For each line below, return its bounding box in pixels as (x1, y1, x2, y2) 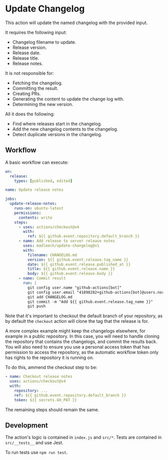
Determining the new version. (12, 101, 73, 107)
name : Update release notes (5, 187, 64, 192)
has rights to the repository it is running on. (5, 355, 94, 361)
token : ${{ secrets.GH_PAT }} (14, 397, 77, 402)
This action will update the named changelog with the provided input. (5, 20, 148, 26)
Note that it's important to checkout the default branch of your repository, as (5, 313, 163, 319)
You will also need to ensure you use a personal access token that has (5, 344, 150, 350)
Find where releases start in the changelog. (12, 121, 102, 127)
